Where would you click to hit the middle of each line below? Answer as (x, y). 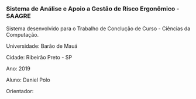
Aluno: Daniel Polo (28, 80)
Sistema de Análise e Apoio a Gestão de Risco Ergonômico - (93, 9)
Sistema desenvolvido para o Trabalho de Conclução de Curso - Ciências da (98, 29)
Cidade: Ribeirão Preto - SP (39, 58)
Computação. (23, 35)
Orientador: (20, 91)
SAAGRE (18, 16)
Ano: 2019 (18, 69)
